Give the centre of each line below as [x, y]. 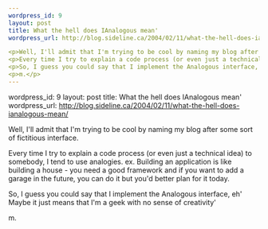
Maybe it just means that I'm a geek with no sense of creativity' [112, 202]
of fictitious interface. [43, 138]
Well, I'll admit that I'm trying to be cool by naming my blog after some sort [131, 129]
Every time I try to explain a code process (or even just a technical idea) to [130, 153]
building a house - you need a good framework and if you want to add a [126, 170]
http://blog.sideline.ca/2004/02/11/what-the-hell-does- [149, 105]
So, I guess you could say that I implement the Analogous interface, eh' [125, 194]
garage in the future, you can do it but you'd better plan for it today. [119, 178]
